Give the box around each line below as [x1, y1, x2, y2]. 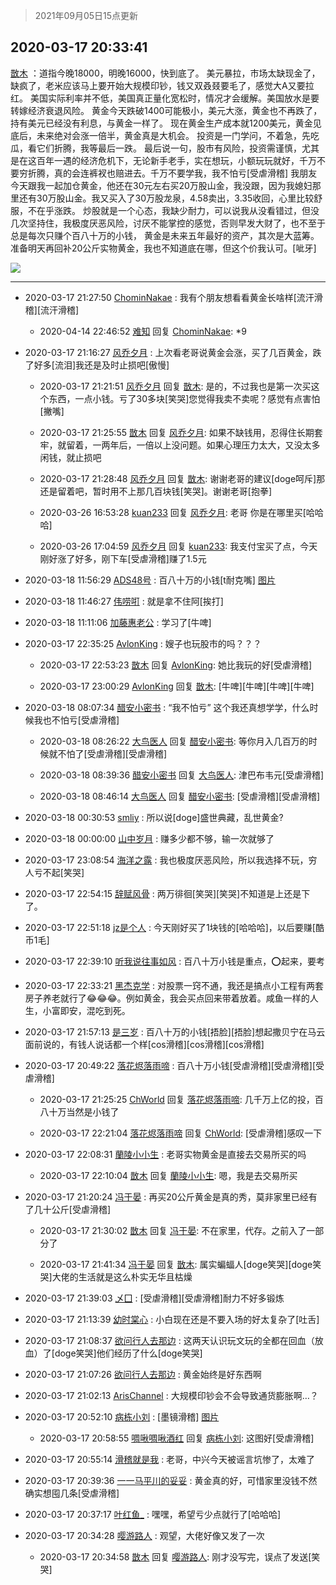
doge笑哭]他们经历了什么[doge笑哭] [54, 1347, 203, 1359]
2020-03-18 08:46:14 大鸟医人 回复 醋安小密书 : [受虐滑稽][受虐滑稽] [39, 790, 321, 802]
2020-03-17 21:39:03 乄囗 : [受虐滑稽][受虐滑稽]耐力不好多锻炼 [24, 1292, 285, 1304]
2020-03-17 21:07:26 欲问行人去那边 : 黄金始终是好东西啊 [24, 1368, 262, 1380]
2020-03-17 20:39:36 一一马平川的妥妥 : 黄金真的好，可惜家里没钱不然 [24, 1474, 318, 1486]
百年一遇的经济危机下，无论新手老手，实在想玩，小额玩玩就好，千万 [36, 154, 317, 166]
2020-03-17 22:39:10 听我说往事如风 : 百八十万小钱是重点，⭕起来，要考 [24, 955, 325, 967]
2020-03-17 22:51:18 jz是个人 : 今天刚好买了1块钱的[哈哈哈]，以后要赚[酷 [24, 921, 325, 933]
